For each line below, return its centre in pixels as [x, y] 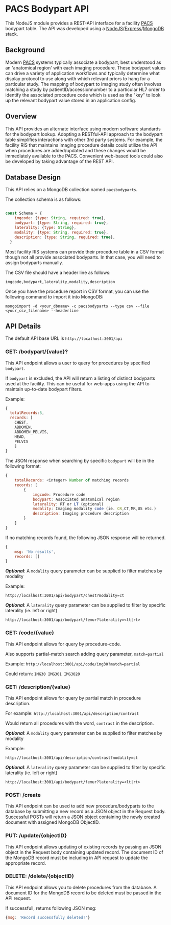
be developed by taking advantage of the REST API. [60, 161]
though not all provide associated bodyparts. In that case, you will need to [83, 257]
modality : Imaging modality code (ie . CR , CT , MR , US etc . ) [94, 509]
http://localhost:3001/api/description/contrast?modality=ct [72, 758]
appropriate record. [26, 863]
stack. [12, 34]
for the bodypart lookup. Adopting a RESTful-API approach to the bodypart [84, 134]
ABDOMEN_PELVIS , [32, 432]
